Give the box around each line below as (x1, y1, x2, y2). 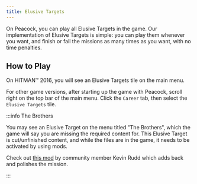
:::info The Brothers (6, 112, 53, 119)
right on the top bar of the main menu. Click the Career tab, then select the (6, 94, 188, 101)
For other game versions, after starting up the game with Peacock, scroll (6, 88, 182, 96)
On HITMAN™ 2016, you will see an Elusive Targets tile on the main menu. (6, 77, 185, 84)
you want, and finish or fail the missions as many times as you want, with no (6, 37, 191, 45)
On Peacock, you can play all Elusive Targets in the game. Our (6, 25, 158, 32)
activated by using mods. (6, 143, 68, 150)
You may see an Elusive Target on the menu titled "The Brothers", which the (6, 124, 191, 131)
